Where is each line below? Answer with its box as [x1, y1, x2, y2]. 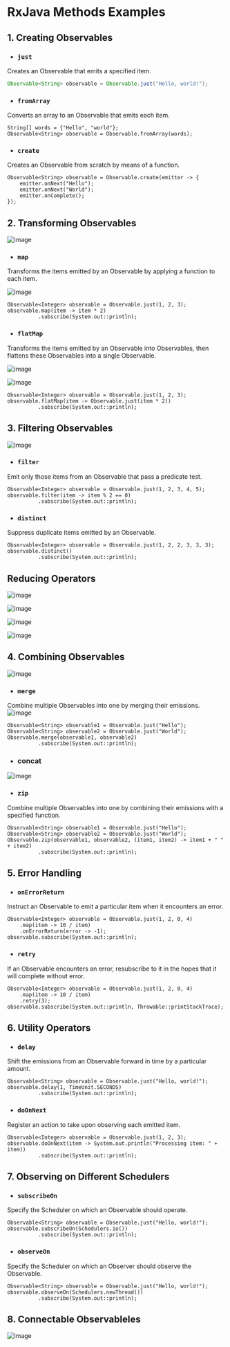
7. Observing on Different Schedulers [7, 1171, 170, 1183]
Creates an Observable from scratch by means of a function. [7, 161, 180, 169]
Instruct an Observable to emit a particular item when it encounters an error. [7, 902, 224, 910]
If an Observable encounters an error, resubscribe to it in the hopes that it [7, 964, 217, 973]
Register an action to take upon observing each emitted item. [7, 1120, 181, 1128]
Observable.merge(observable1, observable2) [7, 734, 137, 741]
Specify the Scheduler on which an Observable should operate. [7, 1206, 188, 1214]
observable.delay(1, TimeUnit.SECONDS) [7, 1084, 122, 1091]
